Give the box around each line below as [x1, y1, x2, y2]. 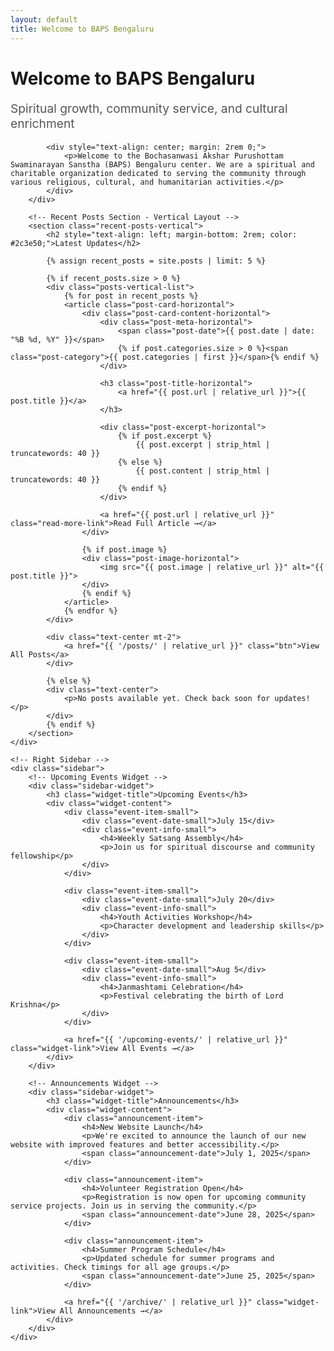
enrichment [10, 115, 75, 131]
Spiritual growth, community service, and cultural [10, 100, 288, 116]
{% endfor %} [63, 606, 118, 616]
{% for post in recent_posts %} [63, 291, 199, 301]
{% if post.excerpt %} [117, 431, 213, 441]
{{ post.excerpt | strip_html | [135, 440, 271, 450]
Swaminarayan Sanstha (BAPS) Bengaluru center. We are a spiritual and [10, 160, 315, 170]
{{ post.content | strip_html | [135, 466, 271, 476]
